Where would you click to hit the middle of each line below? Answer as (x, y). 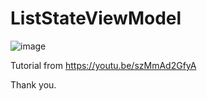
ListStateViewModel (96, 18)
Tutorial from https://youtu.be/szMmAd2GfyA (103, 65)
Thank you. (33, 84)
